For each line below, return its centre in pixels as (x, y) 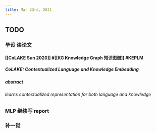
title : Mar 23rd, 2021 (28, 10)
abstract (14, 82)
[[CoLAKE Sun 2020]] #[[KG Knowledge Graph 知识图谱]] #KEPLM (74, 58)
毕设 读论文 (19, 45)
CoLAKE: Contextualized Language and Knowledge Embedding (72, 69)
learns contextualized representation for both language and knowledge (78, 94)
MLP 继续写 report (27, 111)
